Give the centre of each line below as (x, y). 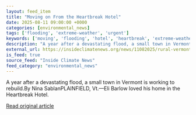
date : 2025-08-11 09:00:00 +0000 (47, 22)
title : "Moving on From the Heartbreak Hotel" (64, 17)
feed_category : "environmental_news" (52, 66)
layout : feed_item (28, 11)
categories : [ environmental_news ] (48, 28)
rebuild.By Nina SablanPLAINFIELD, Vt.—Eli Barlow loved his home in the (93, 89)
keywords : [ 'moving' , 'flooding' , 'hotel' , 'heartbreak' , (78, 39)
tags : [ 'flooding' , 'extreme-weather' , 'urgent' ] (68, 33)
